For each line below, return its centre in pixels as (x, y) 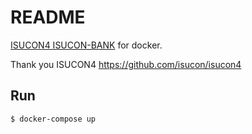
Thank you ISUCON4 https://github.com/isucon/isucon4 (126, 64)
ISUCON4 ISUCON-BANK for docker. (86, 45)
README (48, 17)
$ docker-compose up (53, 119)
